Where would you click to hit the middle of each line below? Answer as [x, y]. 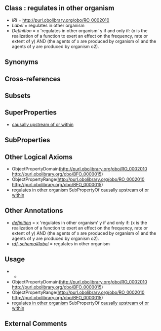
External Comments [36, 324]
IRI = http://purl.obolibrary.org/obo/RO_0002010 [60, 20]
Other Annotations [34, 211]
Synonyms [21, 62]
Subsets [18, 95]
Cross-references [33, 79]
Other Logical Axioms [39, 157]
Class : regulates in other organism [60, 8]
